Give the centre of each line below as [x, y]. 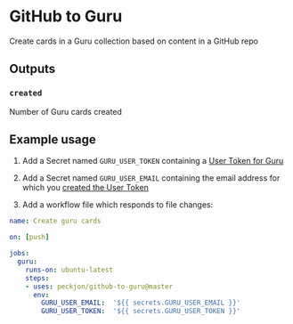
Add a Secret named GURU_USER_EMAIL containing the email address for [151, 178]
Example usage [53, 140]
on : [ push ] [29, 238]
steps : [37, 278]
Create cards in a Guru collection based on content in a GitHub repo [134, 41]
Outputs [33, 69]
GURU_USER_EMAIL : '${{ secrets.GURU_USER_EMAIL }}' [141, 303]
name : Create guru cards [55, 221]
